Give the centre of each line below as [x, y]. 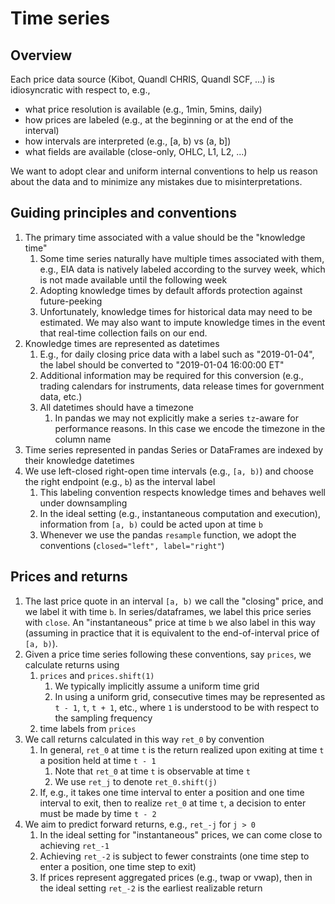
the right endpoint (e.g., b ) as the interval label [120, 481]
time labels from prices [88, 728]
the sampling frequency [103, 718]
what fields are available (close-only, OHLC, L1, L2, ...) [136, 151]
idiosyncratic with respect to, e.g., [80, 90]
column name [83, 439]
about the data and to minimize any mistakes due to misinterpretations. [156, 181]
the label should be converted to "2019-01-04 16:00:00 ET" [162, 364]
